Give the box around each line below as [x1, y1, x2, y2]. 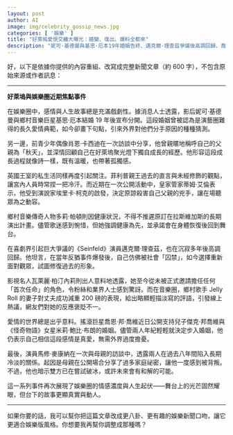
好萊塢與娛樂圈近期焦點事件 [7, 92, 87, 101]
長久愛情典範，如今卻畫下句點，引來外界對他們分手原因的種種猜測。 [19, 124, 214, 133]
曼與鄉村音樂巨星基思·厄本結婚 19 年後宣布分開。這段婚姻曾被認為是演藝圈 [7, 116, 220, 124]
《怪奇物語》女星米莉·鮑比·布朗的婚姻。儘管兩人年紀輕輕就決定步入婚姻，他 [7, 326, 224, 334]
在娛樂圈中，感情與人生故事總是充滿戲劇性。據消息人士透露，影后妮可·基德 [7, 107, 222, 115]
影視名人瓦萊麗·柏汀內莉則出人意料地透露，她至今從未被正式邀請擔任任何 [7, 277, 216, 285]
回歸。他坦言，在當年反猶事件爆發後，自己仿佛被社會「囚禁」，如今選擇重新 [7, 253, 223, 261]
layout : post [7, 10, 45, 17]
